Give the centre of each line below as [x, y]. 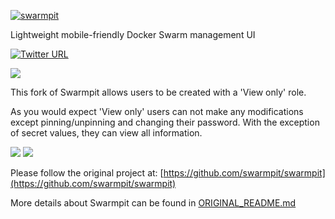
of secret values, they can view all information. [106, 133]
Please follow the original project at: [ [87, 173]
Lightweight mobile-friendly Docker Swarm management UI [133, 34]
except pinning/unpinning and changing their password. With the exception [165, 122]
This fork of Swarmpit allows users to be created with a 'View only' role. [158, 92]
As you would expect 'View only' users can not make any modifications [157, 111]
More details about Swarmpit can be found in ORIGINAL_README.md [153, 203]
